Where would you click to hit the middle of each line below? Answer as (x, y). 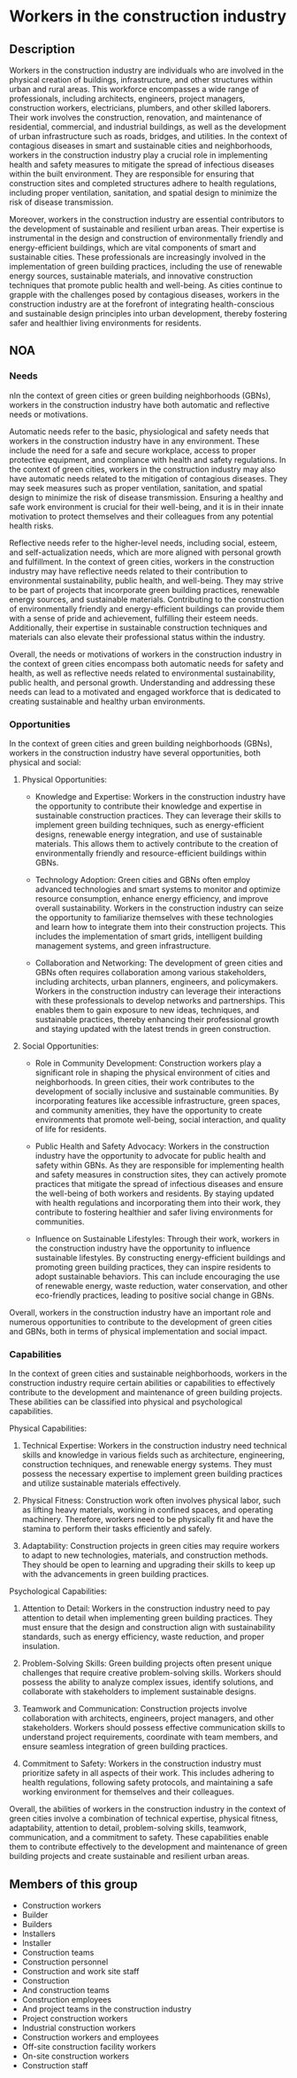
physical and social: (45, 762)
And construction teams (66, 1990)
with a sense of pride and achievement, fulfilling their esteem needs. (134, 618)
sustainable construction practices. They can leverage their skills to (158, 815)
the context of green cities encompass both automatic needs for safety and (147, 663)
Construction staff (55, 2066)
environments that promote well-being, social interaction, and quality (160, 1120)
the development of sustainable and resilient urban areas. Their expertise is (147, 229)
